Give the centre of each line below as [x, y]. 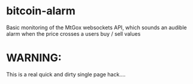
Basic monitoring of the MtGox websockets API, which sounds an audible [96, 27]
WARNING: [34, 58]
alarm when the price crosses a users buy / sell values [73, 33]
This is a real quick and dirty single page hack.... [66, 74]
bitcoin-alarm [41, 11]
